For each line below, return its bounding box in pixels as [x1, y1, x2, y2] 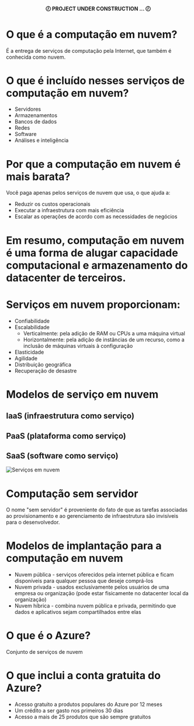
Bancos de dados [14, 118, 57, 125]
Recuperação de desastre [14, 367, 77, 374]
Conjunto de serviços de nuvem [6, 649, 83, 656]
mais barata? [6, 170, 71, 183]
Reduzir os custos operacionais [14, 201, 91, 208]
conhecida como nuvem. [6, 53, 66, 60]
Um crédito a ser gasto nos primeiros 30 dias [14, 707, 124, 714]
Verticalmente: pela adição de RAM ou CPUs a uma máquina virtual [23, 330, 185, 337]
